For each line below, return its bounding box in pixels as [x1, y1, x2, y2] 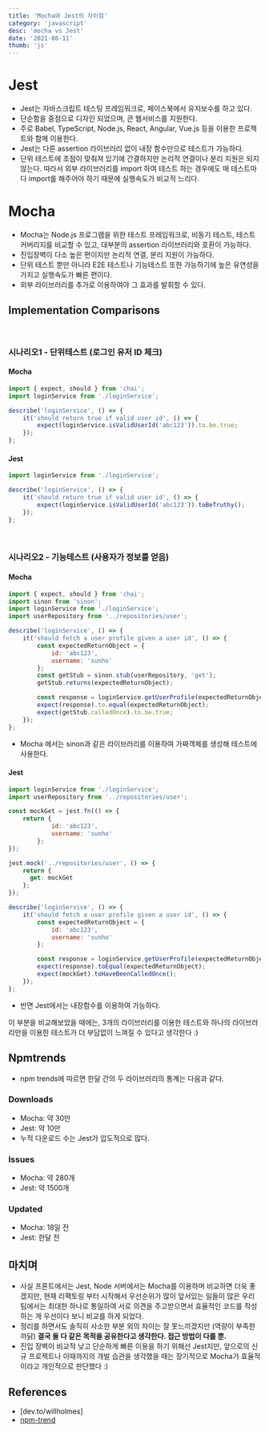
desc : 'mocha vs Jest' [8, 26, 84, 34]
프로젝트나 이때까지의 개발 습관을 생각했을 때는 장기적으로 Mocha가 [28, 1352, 240, 1361]
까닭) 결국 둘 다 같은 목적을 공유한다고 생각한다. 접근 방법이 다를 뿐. [19, 1332, 227, 1341]
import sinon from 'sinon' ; [8, 597, 102, 605]
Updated [8, 1203, 42, 1215]
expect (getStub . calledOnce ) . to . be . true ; [37, 708, 174, 716]
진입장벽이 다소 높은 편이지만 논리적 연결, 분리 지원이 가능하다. [19, 250, 215, 259]
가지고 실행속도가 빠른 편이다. [19, 270, 113, 279]
